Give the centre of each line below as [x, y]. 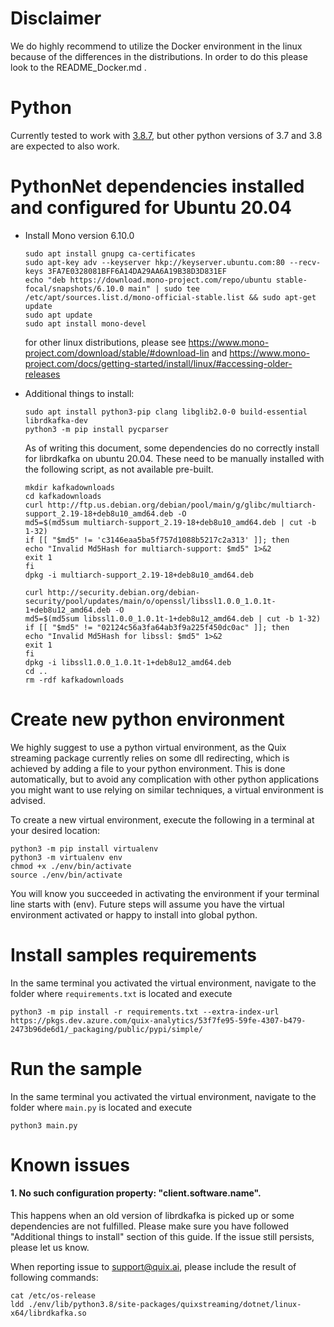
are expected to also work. [65, 146]
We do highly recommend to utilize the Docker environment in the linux [156, 46]
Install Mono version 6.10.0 [79, 235]
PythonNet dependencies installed [157, 186]
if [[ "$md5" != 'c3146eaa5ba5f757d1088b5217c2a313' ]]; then [157, 540]
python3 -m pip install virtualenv [84, 848]
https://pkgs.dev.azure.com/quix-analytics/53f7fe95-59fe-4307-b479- [158, 1020]
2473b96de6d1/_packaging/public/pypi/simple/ [106, 1029]
